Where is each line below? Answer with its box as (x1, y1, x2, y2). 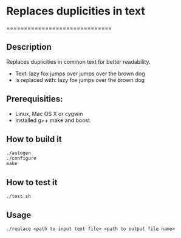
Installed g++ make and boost (15, 117, 90, 124)
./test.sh (6, 193, 32, 200)
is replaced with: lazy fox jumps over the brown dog (15, 76, 145, 83)
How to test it (6, 177, 58, 188)
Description (6, 42, 52, 52)
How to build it (6, 134, 62, 144)
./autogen (6, 150, 32, 156)
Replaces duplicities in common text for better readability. (6, 58, 151, 65)
